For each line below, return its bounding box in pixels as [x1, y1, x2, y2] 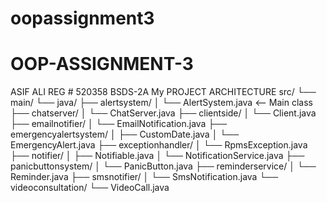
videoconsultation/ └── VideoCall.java [10, 182, 170, 194]
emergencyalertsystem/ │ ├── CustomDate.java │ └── [10, 128, 240, 141]
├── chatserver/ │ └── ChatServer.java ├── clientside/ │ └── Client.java [10, 107, 317, 119]
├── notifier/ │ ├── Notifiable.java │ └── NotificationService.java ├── [10, 150, 305, 162]
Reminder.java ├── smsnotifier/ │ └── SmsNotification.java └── [10, 171, 279, 183]
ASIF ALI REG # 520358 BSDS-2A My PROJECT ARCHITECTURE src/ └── [10, 86, 317, 98]
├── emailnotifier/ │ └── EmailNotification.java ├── [10, 118, 228, 130]
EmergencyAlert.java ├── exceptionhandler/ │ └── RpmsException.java [10, 139, 308, 151]
